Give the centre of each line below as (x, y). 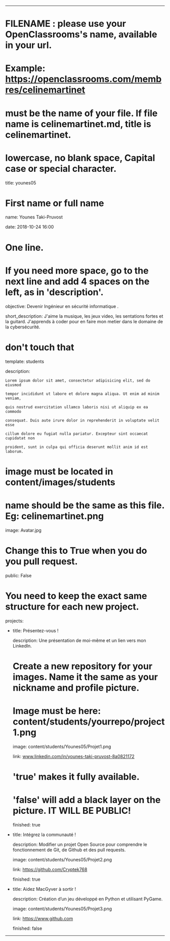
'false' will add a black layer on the (87, 800)
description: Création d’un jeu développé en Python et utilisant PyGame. (88, 899)
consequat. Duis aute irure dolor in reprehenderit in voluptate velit (82, 420)
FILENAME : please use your (66, 24)
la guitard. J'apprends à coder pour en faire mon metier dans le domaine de (84, 321)
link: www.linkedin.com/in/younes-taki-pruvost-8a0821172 (74, 756)
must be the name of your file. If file (81, 113)
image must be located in (59, 471)
